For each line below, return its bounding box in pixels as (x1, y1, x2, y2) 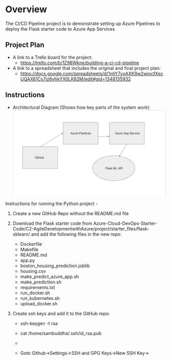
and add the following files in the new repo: (31, 231, 122, 237)
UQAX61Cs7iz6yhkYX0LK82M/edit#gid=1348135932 (20, 75, 131, 82)
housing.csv (20, 268, 46, 274)
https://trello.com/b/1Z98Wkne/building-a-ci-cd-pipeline (20, 60, 139, 66)
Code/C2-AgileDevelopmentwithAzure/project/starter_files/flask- (12, 225, 150, 231)
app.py (20, 257, 35, 263)
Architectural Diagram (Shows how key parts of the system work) (12, 104, 150, 110)
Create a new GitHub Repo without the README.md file (12, 210, 129, 216)
